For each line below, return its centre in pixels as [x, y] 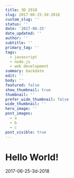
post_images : [19, 114]
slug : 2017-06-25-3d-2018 [32, 15]
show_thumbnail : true [28, 90]
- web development [29, 66]
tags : [11, 52]
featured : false [22, 85]
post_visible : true [26, 132]
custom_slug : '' [22, 19]
